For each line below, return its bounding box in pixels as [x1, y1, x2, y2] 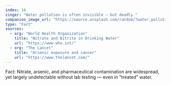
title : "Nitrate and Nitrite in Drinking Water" [14, 36, 120, 41]
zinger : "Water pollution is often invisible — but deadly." [5, 12, 138, 17]
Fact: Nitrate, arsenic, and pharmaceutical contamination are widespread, [5, 69, 159, 75]
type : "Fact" [5, 21, 33, 27]
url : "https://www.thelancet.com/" [14, 54, 90, 60]
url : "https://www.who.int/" [14, 41, 76, 46]
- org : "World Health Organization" [10, 31, 88, 36]
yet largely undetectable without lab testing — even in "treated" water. [5, 74, 153, 80]
